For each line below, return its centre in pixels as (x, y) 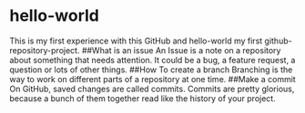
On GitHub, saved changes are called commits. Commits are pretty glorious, (152, 89)
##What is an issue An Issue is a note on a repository (181, 50)
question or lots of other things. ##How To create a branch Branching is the (151, 70)
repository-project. (45, 50)
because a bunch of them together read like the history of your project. (142, 98)
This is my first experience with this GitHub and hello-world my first (136, 41)
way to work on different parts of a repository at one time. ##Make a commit (152, 79)
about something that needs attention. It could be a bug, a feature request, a (152, 60)
